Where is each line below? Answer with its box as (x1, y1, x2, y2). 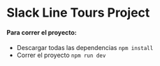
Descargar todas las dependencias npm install (16, 44, 154, 52)
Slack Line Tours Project (6, 5, 150, 21)
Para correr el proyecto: (6, 28, 78, 36)
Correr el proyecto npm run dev (16, 51, 106, 60)
